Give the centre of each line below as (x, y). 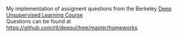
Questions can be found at (39, 21)
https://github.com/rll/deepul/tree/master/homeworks (72, 27)
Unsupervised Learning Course (45, 15)
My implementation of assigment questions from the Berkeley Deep (89, 9)
